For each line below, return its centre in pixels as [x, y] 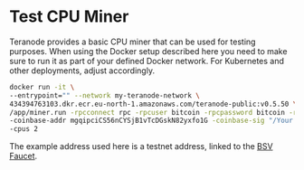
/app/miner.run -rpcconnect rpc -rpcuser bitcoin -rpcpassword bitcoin [147, 112]
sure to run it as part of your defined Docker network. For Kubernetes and [147, 61]
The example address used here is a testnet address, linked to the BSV [141, 146]
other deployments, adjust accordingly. [82, 71]
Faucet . [24, 156]
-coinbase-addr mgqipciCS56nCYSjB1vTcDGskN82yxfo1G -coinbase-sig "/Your [152, 121]
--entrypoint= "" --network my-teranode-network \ [105, 95]
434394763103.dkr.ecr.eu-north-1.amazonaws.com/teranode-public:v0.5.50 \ [153, 104]
